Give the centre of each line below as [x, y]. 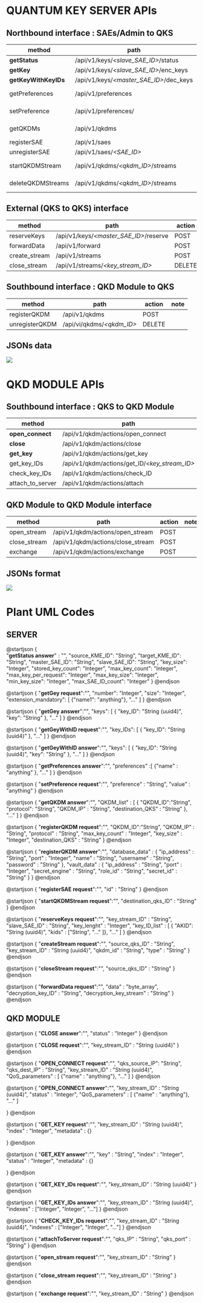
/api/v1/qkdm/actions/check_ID [107, 473]
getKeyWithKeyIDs [37, 80]
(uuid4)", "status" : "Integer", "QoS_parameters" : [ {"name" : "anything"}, [98, 1094]
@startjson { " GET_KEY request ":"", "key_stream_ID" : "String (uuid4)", [95, 1124]
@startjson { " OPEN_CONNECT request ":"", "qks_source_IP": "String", [94, 1063]
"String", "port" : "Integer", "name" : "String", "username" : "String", [90, 858]
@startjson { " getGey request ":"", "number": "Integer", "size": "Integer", [96, 693]
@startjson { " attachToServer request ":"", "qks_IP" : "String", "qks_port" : [98, 1239]
